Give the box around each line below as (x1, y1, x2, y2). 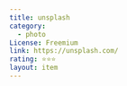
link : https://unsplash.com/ (9, 47, 119, 56)
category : (9, 21, 47, 30)
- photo (17, 30, 47, 39)
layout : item (9, 64, 59, 73)
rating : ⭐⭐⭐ (9, 55, 57, 64)
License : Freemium (9, 38, 78, 47)
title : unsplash (9, 13, 70, 22)
